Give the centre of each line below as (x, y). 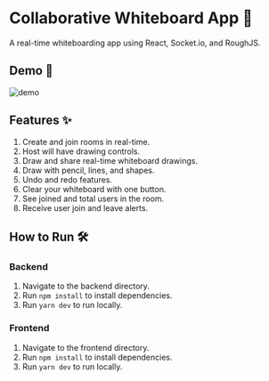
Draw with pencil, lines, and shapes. (88, 170)
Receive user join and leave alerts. (85, 207)
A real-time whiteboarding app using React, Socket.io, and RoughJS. (135, 43)
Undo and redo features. (67, 179)
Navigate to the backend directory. (86, 286)
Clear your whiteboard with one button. (94, 189)
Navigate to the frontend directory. (86, 347)
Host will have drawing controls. (81, 151)
